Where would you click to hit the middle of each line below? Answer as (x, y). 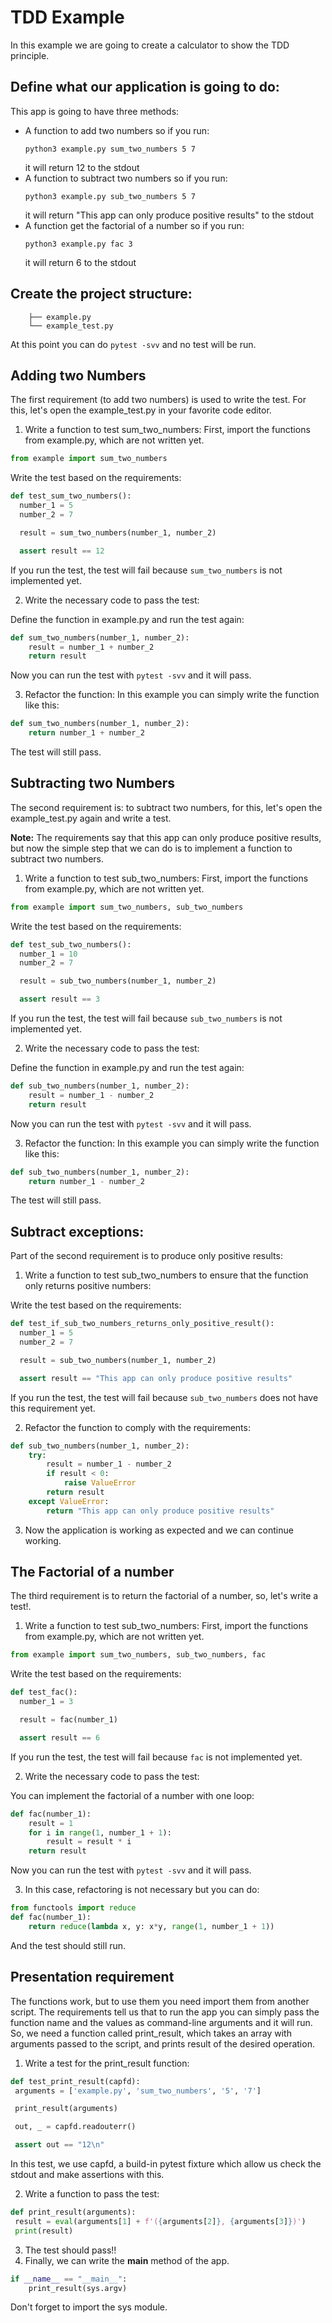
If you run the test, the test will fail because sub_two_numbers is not (146, 1018)
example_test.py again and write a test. (91, 818)
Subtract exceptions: (77, 1231)
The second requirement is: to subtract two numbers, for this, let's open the (166, 807)
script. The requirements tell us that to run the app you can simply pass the (165, 2012)
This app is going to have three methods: (95, 111)
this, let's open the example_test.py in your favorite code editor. (141, 410)
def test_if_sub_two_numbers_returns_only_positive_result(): (142, 1324)
